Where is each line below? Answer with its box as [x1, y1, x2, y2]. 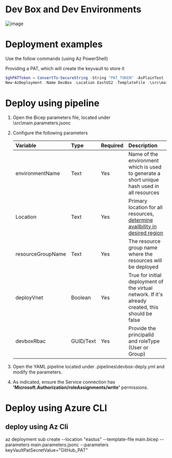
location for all [128, 203, 163, 211]
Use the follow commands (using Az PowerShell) [5, 55, 109, 61]
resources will [128, 257, 162, 264]
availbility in [128, 223, 157, 230]
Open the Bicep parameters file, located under [12, 114, 111, 120]
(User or [128, 344, 148, 351]
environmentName [15, 170, 60, 177]
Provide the [128, 324, 156, 331]
